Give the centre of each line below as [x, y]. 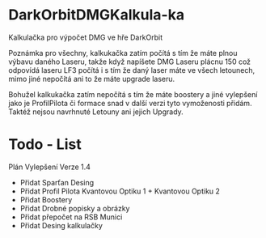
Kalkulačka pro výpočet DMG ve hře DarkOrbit [86, 37]
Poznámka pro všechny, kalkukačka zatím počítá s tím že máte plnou [123, 53]
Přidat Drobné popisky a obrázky [75, 208]
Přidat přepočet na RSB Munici [71, 217]
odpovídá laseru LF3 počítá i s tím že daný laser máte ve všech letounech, [132, 70]
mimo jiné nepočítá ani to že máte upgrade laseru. [92, 79]
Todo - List [45, 144]
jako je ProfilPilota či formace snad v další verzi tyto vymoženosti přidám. [130, 103]
